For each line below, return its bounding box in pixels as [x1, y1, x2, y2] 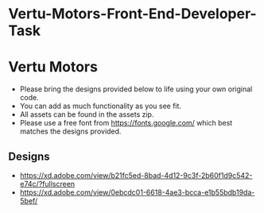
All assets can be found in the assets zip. [19, 110, 154, 119]
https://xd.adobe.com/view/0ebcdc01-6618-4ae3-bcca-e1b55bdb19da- [19, 188, 255, 197]
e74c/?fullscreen [19, 179, 76, 188]
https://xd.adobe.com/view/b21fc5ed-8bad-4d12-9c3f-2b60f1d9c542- [19, 170, 253, 180]
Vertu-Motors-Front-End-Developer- [8, 5, 257, 23]
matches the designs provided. [19, 126, 122, 136]
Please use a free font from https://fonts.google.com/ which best [19, 118, 233, 128]
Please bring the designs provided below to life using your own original [19, 84, 253, 94]
